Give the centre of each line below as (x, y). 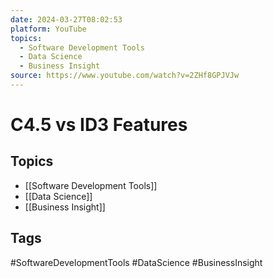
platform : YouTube (48, 29)
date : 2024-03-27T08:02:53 (66, 19)
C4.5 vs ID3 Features (99, 125)
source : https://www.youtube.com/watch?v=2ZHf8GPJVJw (125, 76)
